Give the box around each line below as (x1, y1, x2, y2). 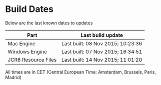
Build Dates (5, 3, 54, 15)
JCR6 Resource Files (7, 56, 57, 63)
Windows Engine (7, 48, 47, 55)
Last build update (80, 31, 123, 38)
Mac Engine (7, 40, 36, 47)
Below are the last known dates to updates (5, 20, 93, 26)
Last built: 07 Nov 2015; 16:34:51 (61, 48, 142, 55)
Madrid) (5, 74, 21, 80)
